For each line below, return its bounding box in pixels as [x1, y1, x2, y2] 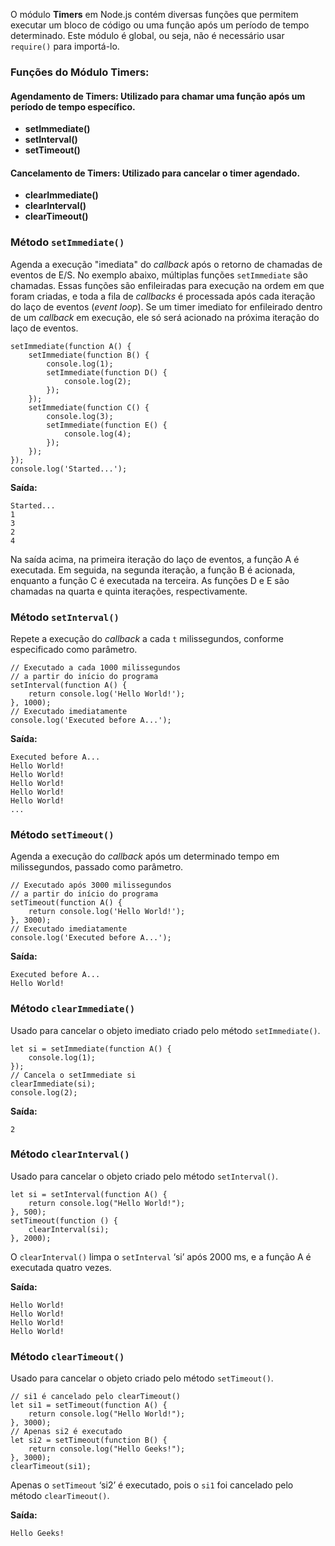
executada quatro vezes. [10, 1261, 112, 1273]
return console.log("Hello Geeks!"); [28, 1444, 186, 1454]
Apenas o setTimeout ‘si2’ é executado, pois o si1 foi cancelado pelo [10, 1479, 294, 1491]
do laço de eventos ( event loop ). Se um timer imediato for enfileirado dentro [10, 300, 323, 313]
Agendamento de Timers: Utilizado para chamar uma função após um [10, 90, 306, 102]
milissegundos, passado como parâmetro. [10, 861, 184, 873]
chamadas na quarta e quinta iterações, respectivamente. [10, 585, 248, 597]
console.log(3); [46, 411, 114, 421]
